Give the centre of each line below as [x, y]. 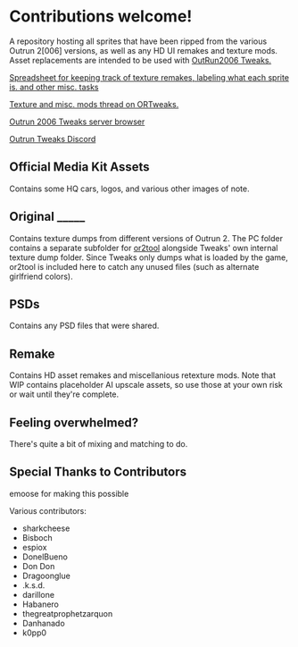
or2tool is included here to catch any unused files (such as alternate [134, 266]
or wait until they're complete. [64, 394]
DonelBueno [45, 557]
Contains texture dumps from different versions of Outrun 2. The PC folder [146, 238]
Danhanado [43, 623]
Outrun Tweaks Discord [53, 139]
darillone [38, 594]
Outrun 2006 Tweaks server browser [77, 122]
